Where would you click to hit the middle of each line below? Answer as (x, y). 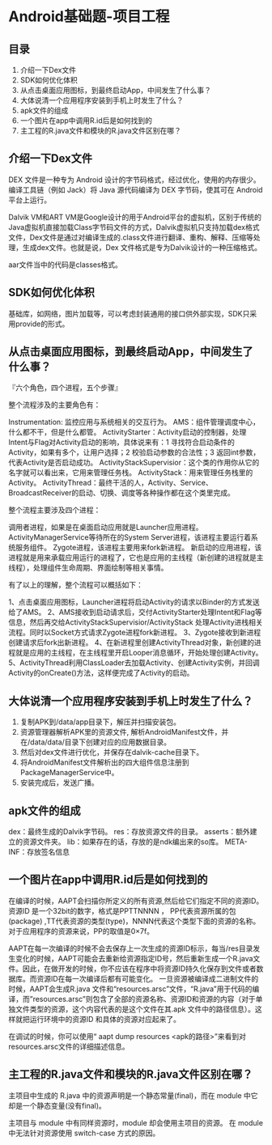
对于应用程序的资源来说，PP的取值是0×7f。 (81, 931)
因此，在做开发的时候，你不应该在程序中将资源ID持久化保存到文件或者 (139, 969)
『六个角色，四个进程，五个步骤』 (65, 388)
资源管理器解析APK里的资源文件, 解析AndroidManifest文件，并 (124, 732)
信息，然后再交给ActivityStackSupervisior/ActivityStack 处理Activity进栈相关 (136, 622)
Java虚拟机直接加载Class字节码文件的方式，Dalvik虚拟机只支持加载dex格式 (134, 227)
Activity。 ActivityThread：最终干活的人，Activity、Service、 (110, 483)
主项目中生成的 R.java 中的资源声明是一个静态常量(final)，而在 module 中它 (133, 1095)
